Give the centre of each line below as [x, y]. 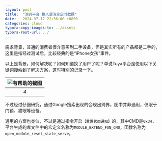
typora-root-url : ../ [27, 32]
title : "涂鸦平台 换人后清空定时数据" [41, 14]
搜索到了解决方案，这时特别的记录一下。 [54, 70]
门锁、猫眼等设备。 [25, 111]
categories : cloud [24, 23]
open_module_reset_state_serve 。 [39, 133]
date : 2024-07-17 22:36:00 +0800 [41, 19]
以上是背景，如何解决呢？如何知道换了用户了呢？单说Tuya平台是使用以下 [79, 64]
